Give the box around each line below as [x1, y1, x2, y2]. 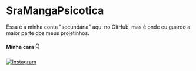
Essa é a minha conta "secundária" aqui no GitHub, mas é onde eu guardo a [6, 23, 191, 30]
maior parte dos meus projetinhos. [6, 29, 89, 36]
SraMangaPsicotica [6, 4, 104, 17]
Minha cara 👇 [6, 43, 40, 50]
